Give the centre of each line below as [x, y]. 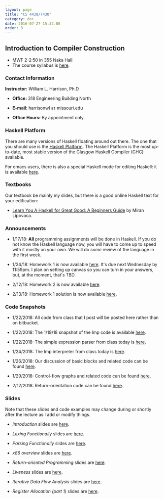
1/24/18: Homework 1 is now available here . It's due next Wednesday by [85, 265]
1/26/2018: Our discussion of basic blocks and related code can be [80, 361]
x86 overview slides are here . [42, 453]
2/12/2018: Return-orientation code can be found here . [67, 386]
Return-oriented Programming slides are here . [59, 462]
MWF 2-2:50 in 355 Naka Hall [42, 60]
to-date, [13, 152]
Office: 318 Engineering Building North [51, 98]
